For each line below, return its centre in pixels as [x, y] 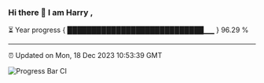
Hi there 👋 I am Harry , [51, 13]
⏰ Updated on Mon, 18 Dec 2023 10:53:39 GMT [85, 56]
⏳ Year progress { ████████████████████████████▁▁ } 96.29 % [128, 30]
